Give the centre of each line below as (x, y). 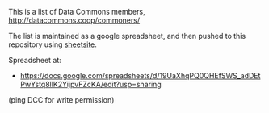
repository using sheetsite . (53, 44)
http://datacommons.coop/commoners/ (74, 20)
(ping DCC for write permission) (61, 100)
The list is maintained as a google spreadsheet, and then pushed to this (127, 36)
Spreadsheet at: (35, 60)
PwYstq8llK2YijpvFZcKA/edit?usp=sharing (90, 84)
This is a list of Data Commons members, (77, 12)
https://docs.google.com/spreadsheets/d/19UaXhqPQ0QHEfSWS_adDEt (140, 75)
